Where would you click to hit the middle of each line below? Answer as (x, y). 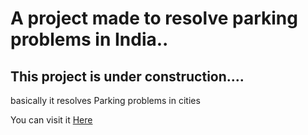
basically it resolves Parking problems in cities (105, 100)
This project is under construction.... (127, 76)
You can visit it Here (51, 120)
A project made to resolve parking (154, 18)
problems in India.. (89, 39)
